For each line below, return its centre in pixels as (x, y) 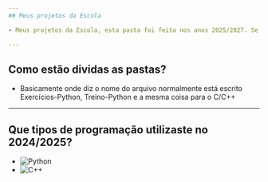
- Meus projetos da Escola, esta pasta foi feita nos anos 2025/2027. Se (134, 30)
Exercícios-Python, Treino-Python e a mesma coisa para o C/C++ (128, 97)
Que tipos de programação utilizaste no (108, 130)
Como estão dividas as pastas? (87, 69)
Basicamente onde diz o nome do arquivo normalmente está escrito (131, 89)
